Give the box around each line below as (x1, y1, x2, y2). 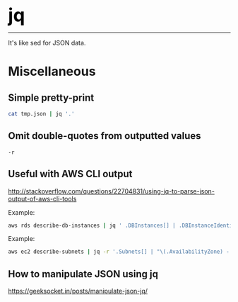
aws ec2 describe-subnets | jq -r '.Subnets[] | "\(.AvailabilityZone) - (8, 248, 230, 255)
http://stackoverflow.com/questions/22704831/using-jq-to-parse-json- (8, 186, 215, 195)
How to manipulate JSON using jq (8, 268, 158, 280)
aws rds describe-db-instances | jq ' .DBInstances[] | (8, 222, 176, 229)
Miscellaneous (8, 64, 96, 79)
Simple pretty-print (8, 91, 95, 104)
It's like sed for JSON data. (8, 39, 86, 47)
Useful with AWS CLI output (8, 168, 133, 180)
